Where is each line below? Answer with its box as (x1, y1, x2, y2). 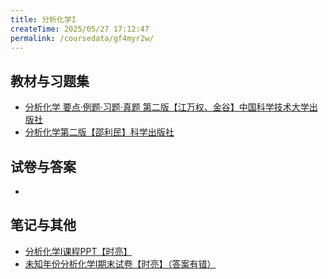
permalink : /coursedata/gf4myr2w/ (10, 33, 155, 43)
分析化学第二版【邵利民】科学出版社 (24, 126, 175, 138)
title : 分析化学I (10, 14, 77, 25)
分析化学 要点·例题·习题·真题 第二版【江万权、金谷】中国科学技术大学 (24, 101, 310, 113)
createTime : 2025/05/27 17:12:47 (10, 24, 150, 34)
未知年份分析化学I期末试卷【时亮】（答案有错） (24, 257, 217, 270)
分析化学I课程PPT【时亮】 (24, 245, 133, 257)
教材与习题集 (10, 72, 90, 90)
